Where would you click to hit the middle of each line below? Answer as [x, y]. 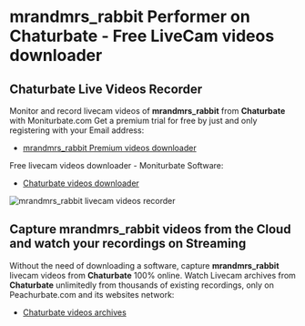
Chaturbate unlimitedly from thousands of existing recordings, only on [142, 285]
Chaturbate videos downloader [81, 183]
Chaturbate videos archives [75, 312]
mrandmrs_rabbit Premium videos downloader [110, 148]
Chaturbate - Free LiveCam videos [142, 36]
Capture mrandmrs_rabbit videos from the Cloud [150, 229]
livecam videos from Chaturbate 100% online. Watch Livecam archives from [152, 275]
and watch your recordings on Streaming [128, 244]
